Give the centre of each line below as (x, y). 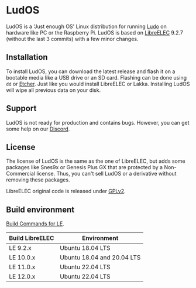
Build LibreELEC (32, 238)
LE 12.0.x (22, 277)
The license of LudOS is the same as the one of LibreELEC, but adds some (96, 161)
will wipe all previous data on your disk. (54, 90)
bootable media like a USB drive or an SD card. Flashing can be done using (97, 77)
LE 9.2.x (20, 248)
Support (21, 109)
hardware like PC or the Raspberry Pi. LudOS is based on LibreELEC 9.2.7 (94, 32)
